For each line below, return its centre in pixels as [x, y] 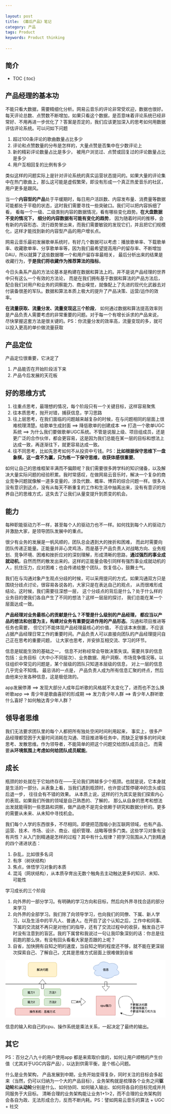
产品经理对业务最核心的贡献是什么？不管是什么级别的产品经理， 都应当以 [82, 614]
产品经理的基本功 [32, 96]
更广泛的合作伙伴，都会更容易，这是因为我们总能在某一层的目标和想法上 [88, 438]
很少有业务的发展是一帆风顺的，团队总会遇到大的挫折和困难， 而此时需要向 [84, 542]
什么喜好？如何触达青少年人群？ [39, 700]
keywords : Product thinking [35, 38]
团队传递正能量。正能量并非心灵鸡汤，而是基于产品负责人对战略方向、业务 [83, 548]
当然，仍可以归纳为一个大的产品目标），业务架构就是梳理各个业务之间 [87, 1081]
